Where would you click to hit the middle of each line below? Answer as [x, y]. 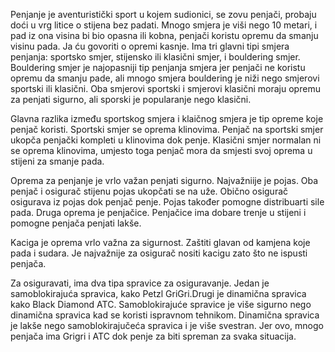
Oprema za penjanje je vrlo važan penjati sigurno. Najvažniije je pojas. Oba [164, 180]
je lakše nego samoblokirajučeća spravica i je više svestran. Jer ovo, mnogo [167, 325]
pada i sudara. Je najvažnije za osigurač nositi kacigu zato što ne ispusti [159, 253]
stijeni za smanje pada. [57, 161]
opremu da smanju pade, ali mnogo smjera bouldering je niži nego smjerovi [165, 78]
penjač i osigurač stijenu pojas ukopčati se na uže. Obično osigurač [149, 191]
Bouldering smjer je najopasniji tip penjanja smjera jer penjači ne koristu [158, 67]
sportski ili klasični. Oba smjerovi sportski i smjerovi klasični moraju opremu [165, 88]
